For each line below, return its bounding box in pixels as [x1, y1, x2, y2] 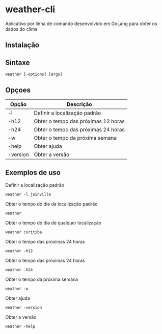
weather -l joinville [5, 192, 51, 197]
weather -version [5, 305, 42, 310]
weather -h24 [5, 267, 33, 272]
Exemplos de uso [5, 168, 61, 177]
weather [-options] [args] [5, 72, 63, 77]
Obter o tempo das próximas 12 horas [34, 118, 125, 125]
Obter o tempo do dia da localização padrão [5, 201, 98, 207]
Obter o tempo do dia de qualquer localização [5, 219, 102, 226]
